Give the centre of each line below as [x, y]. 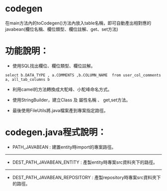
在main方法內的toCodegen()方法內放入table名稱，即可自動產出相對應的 [78, 23]
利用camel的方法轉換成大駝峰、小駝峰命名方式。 [62, 89]
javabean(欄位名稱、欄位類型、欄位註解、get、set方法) [62, 29]
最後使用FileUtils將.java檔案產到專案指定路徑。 [60, 110]
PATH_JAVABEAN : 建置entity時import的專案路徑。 [64, 147]
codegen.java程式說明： [56, 132]
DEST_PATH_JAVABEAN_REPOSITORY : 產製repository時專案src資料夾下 [86, 177]
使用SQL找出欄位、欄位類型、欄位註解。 [54, 65]
